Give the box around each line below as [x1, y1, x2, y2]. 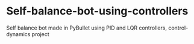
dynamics [6, 30, 31, 37]
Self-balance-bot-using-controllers [6, 4, 189, 18]
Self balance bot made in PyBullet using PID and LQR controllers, [6, 24, 167, 31]
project [31, 30, 49, 37]
